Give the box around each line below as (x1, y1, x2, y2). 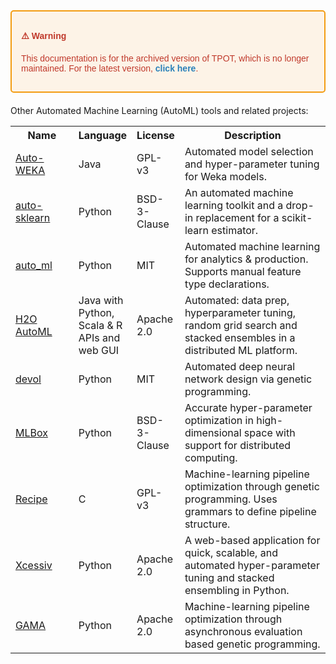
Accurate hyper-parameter (184, 401, 313, 414)
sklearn (15, 211, 51, 224)
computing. (184, 451, 238, 464)
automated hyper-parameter (184, 559, 320, 572)
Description (224, 129, 282, 142)
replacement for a (195, 211, 280, 224)
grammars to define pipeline (184, 505, 317, 518)
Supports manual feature (184, 265, 302, 278)
